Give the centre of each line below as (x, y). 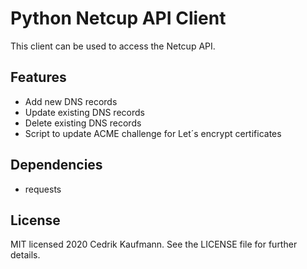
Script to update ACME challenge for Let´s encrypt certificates (153, 133)
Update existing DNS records (84, 112)
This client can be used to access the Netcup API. (113, 46)
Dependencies (56, 165)
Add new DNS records (71, 101)
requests (43, 189)
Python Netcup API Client (118, 18)
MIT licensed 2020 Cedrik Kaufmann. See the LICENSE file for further (154, 244)
